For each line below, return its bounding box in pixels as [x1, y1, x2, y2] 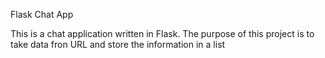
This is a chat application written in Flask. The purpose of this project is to [10, 28, 315, 39]
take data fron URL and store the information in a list [10, 39, 226, 50]
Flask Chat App [10, 9, 74, 20]
